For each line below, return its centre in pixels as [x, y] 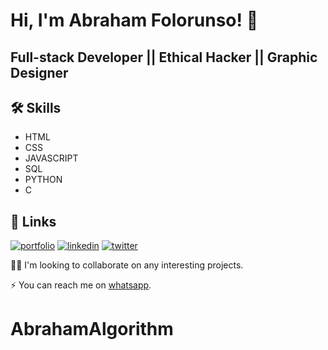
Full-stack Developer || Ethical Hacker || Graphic [164, 57]
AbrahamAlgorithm [92, 329]
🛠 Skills [36, 107]
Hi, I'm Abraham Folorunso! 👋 [134, 20]
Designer [39, 72]
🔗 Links [33, 221]
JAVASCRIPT [51, 158]
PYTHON [43, 180]
